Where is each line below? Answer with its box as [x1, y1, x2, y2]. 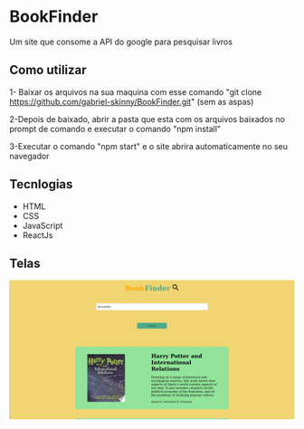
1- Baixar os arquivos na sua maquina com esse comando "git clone [9, 86, 262, 97]
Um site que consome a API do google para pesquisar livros [9, 36, 233, 47]
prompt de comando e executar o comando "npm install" [9, 123, 222, 134]
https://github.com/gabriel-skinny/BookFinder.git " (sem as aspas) [9, 96, 254, 107]
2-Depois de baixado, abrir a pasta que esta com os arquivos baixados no [9, 113, 285, 124]
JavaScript [22, 220, 63, 231]
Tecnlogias [9, 176, 73, 192]
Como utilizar [9, 62, 88, 78]
